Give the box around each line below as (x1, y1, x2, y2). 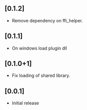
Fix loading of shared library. (11, 72, 70, 79)
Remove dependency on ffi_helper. (11, 17, 83, 23)
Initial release (11, 100, 39, 106)
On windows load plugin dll (11, 45, 67, 51)
